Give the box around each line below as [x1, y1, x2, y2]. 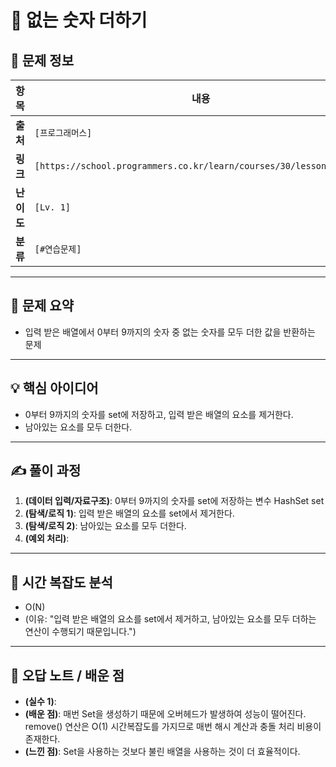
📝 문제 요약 [10, 297, 75, 315]
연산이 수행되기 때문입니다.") [24, 626, 137, 638]
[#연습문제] [34, 244, 82, 255]
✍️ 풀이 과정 [10, 462, 82, 480]
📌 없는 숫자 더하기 [10, 9, 148, 32]
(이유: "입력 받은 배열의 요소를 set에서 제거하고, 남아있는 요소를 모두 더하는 [24, 613, 317, 625]
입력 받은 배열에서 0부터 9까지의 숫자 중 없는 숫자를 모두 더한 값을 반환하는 [24, 326, 316, 338]
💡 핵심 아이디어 [10, 380, 99, 397]
